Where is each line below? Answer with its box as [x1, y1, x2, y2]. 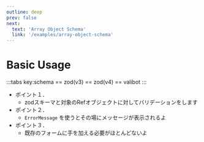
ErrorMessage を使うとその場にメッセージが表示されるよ [24, 114, 167, 121]
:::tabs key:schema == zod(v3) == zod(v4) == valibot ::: [6, 78, 147, 86]
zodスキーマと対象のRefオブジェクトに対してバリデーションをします [24, 99, 198, 106]
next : [6, 20, 20, 26]
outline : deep [6, 9, 43, 15]
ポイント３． [15, 122, 48, 129]
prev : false [6, 15, 37, 21]
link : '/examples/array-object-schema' [12, 32, 114, 38]
